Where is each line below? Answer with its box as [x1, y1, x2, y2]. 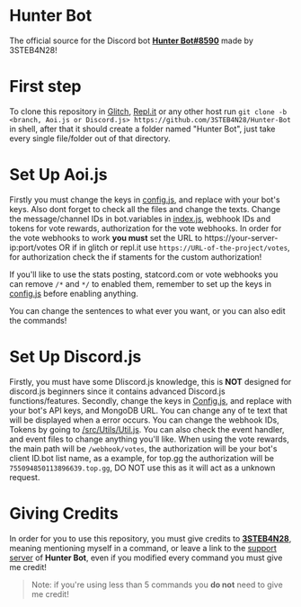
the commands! [9, 315, 67, 326]
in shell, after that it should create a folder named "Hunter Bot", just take [9, 123, 276, 134]
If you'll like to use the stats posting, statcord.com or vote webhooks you [9, 269, 279, 280]
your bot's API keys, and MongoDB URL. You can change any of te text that [9, 405, 288, 415]
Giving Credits [9, 503, 119, 523]
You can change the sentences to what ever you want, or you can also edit [9, 305, 286, 316]
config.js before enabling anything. [9, 288, 139, 299]
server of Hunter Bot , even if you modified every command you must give [9, 552, 283, 563]
